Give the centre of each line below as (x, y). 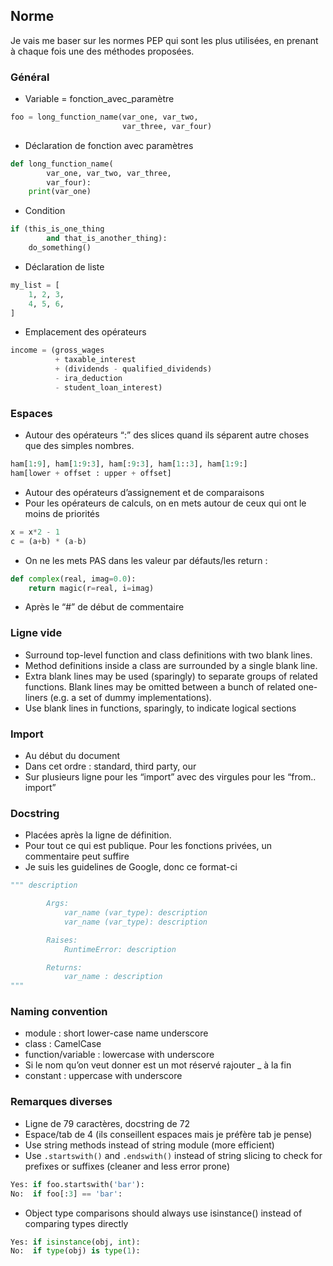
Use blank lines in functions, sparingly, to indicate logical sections (160, 708)
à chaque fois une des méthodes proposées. (102, 51)
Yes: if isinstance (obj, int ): (75, 1242)
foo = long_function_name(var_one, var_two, (104, 117)
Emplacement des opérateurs (85, 332)
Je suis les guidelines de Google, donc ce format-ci (131, 867)
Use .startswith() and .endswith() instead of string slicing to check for (173, 1155)
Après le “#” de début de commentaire (104, 607)
